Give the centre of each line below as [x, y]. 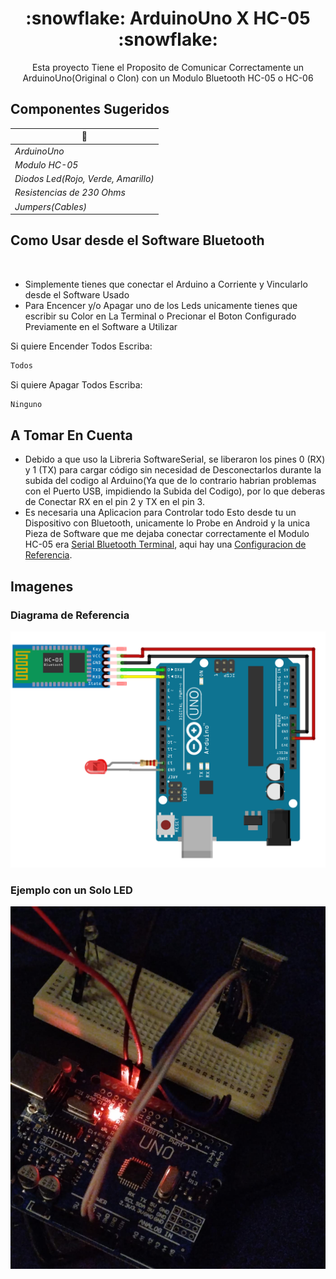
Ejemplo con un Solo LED [71, 890]
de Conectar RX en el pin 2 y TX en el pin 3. [114, 502]
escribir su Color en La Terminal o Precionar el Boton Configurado [160, 316]
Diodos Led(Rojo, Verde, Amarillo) [84, 178]
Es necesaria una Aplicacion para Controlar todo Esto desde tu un [160, 513]
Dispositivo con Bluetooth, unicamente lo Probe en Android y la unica [167, 523]
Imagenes [42, 586]
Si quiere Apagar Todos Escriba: [76, 384]
